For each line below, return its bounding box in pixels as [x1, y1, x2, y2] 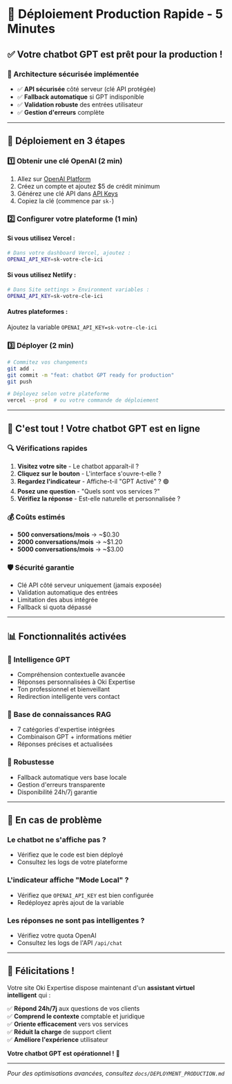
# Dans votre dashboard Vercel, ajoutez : [7, 249, 131, 256]
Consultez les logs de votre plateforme [17, 858, 128, 866]
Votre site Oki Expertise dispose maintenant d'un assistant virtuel [7, 983, 195, 991]
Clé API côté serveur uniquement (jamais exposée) [17, 581, 162, 590]
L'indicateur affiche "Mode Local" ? [7, 875, 129, 885]
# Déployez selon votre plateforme [7, 391, 110, 398]
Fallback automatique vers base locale [17, 773, 127, 781]
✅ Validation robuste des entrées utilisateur [17, 100, 144, 109]
